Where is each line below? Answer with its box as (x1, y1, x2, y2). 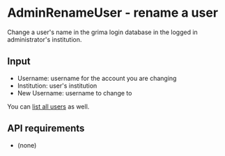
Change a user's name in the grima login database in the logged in (7, 28, 199, 36)
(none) (17, 141, 37, 149)
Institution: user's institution (17, 81, 98, 90)
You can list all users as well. (7, 102, 90, 111)
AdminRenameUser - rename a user (7, 5, 218, 21)
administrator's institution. (7, 35, 82, 43)
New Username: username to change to (17, 88, 132, 97)
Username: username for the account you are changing (17, 74, 177, 82)
